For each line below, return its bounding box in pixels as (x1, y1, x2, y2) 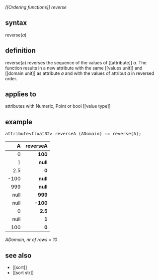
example (5, 117, 33, 126)
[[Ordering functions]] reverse (5, 4, 67, 10)
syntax (5, 18, 27, 27)
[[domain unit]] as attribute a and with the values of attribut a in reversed (5, 70, 155, 76)
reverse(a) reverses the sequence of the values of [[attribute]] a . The (5, 59, 147, 65)
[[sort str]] (12, 270, 34, 276)
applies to (5, 90, 36, 99)
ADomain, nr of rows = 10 (5, 237, 58, 243)
